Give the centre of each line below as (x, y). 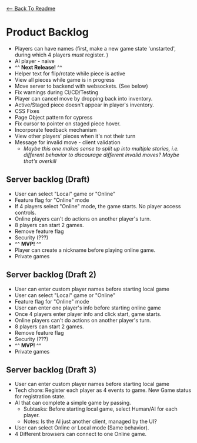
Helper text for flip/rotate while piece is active (70, 74)
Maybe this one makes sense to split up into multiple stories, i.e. (101, 148)
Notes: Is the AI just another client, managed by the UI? (90, 422)
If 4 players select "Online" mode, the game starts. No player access (98, 206)
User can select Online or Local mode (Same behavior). (82, 428)
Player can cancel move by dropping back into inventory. (84, 98)
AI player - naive (34, 61)
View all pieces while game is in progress (64, 79)
